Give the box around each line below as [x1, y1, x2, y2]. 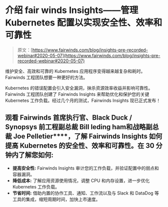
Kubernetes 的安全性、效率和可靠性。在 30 [19, 142, 154, 150]
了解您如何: [18, 151, 54, 160]
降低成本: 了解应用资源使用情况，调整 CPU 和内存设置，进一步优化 [12, 178, 150, 184]
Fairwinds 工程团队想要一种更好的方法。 [5, 74, 88, 80]
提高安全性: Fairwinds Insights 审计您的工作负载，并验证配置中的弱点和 [12, 165, 159, 171]
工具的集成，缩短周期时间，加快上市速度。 [12, 196, 100, 202]
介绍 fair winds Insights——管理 [5, 4, 138, 16]
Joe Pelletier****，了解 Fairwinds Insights [13, 132, 148, 141]
